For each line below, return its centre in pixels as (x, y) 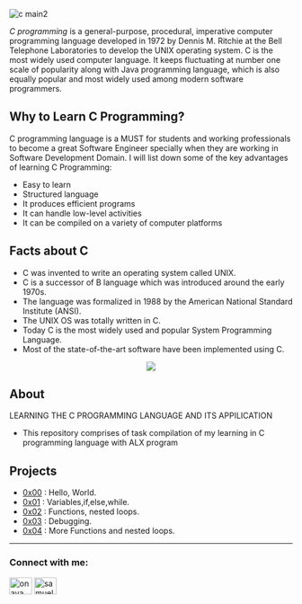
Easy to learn (47, 184)
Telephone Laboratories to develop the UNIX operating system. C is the (142, 50)
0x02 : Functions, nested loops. (81, 511)
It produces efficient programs (79, 203)
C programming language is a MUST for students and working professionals (150, 138)
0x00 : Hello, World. (59, 493)
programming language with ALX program (100, 443)
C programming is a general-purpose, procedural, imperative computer (141, 31)
